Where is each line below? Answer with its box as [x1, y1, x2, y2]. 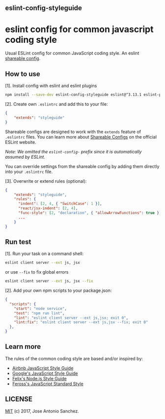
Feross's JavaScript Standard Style [12, 381, 83, 387]
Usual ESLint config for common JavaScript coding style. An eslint [5, 50, 139, 56]
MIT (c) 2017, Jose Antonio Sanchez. [5, 408, 80, 414]
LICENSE [5, 395, 33, 403]
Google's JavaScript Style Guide [12, 370, 78, 376]
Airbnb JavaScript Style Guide [12, 365, 74, 371]
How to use [5, 70, 40, 78]
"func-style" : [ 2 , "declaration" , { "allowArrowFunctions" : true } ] [18, 211, 162, 216]
